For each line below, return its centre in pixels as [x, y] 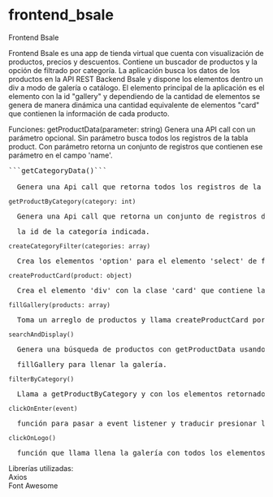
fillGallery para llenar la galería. [92, 364]
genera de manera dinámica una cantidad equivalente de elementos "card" [134, 105]
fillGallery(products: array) [60, 305]
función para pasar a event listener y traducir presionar [137, 423]
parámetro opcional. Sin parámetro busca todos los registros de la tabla [128, 138]
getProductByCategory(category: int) [72, 201]
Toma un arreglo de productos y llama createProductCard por [141, 320]
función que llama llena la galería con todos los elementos [141, 453]
